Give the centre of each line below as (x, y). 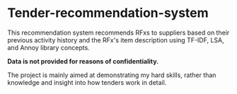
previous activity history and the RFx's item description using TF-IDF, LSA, (116, 40)
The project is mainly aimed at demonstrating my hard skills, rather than (112, 75)
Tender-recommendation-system (108, 13)
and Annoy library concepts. (48, 47)
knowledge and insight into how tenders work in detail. (87, 82)
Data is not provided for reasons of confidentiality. (83, 61)
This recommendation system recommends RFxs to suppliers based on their (118, 33)
